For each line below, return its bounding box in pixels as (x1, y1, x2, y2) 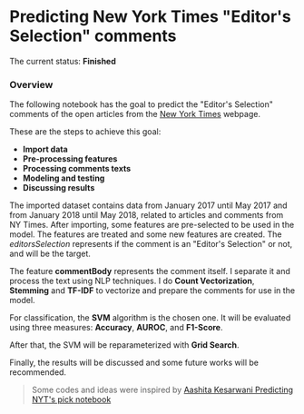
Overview (9, 78, 54, 91)
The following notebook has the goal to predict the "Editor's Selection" (9, 99, 274, 110)
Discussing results (22, 182, 95, 193)
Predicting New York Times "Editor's (9, 6, 292, 27)
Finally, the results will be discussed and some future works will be (9, 357, 260, 369)
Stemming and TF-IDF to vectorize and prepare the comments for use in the (9, 285, 296, 296)
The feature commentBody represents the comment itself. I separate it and (9, 266, 290, 277)
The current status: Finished (9, 55, 116, 66)
